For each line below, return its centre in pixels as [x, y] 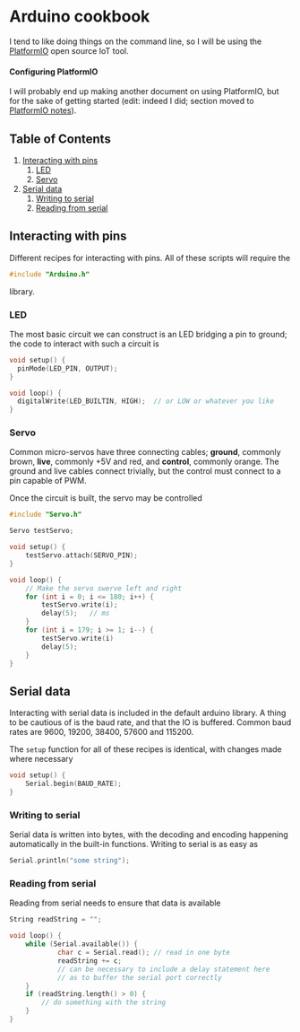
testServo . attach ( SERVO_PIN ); [82, 555]
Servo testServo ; [42, 531]
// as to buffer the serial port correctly [139, 977]
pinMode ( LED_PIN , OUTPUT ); [68, 368]
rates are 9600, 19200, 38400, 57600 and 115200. [102, 732]
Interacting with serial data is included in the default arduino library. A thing [148, 713]
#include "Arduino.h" [50, 274]
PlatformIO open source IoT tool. [69, 50]
